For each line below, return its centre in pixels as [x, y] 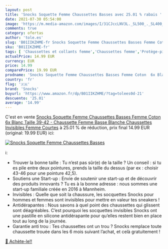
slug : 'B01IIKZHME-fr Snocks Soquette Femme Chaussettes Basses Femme [80, 42]
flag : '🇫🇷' [17, 84]
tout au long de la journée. [39, 221]
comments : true [21, 28]
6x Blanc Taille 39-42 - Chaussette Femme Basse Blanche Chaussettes [79, 122]
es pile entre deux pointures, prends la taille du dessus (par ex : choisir [85, 168]
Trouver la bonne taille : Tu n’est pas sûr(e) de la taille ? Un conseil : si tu [87, 162]
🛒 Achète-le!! [19, 241]
